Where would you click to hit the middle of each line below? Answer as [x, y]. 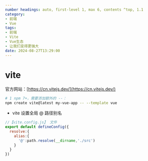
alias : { [22, 136]
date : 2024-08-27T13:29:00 [33, 51]
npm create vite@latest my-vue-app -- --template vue [61, 103]
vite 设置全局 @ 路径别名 [37, 113]
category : [15, 14]
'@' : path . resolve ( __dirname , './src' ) [57, 140]
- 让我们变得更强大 [22, 46]
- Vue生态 [14, 42]
